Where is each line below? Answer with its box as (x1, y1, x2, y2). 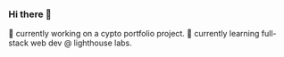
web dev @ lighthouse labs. (29, 37, 133, 48)
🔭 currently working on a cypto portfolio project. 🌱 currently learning (8, 28, 260, 39)
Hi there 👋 (8, 8, 53, 20)
